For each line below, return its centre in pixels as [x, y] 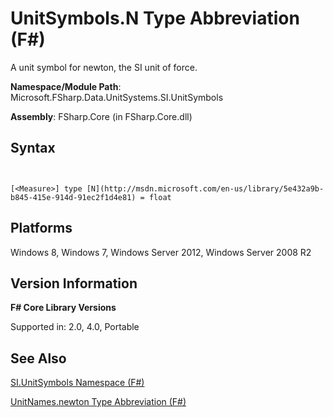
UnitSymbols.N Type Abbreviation [155, 18]
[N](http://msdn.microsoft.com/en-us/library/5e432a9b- [205, 188]
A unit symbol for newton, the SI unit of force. [104, 67]
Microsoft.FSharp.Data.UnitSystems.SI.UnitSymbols [117, 97]
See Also [38, 358]
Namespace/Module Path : [66, 86]
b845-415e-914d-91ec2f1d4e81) [73, 197]
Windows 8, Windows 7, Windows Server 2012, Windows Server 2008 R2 [161, 252]
